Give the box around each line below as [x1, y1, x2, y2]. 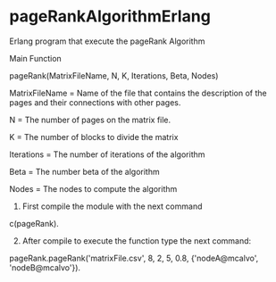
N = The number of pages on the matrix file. [9, 114, 171, 125]
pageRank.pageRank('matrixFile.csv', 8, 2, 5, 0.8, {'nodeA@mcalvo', [9, 253, 259, 263]
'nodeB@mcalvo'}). [9, 261, 81, 273]
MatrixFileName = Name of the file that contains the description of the [9, 87, 267, 98]
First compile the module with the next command [21, 201, 203, 211]
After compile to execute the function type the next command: [21, 235, 252, 246]
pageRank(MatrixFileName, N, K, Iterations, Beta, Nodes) [9, 70, 219, 81]
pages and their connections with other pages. [9, 96, 181, 108]
